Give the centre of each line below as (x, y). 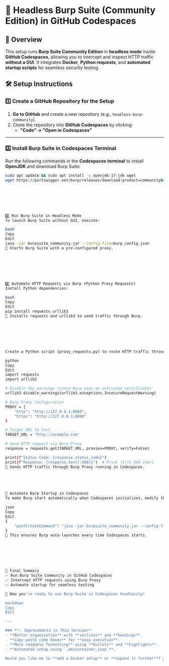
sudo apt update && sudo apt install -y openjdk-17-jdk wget (71, 176)
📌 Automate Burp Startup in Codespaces (47, 493)
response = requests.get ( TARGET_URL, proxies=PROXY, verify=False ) (77, 448)
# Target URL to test (28, 430)
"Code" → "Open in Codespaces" (56, 130)
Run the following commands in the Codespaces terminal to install (74, 161)
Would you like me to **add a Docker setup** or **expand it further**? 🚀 (85, 658)
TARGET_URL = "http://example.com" (43, 435)
